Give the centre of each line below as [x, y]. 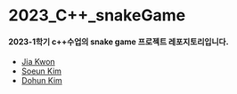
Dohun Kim [42, 81]
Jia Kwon [38, 62]
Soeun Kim [41, 71]
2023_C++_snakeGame [97, 16]
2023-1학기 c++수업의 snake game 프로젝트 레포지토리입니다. [118, 42]
